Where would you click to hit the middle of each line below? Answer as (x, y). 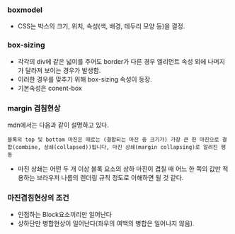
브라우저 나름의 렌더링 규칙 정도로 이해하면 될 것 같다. (110, 177)
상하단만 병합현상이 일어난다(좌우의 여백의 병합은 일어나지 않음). (106, 223)
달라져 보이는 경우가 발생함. (63, 70)
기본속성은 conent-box (50, 88)
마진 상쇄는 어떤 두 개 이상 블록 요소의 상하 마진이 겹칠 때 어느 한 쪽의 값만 (119, 169)
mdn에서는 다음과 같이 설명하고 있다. (58, 125)
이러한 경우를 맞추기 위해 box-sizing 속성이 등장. (85, 79)
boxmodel (25, 10)
